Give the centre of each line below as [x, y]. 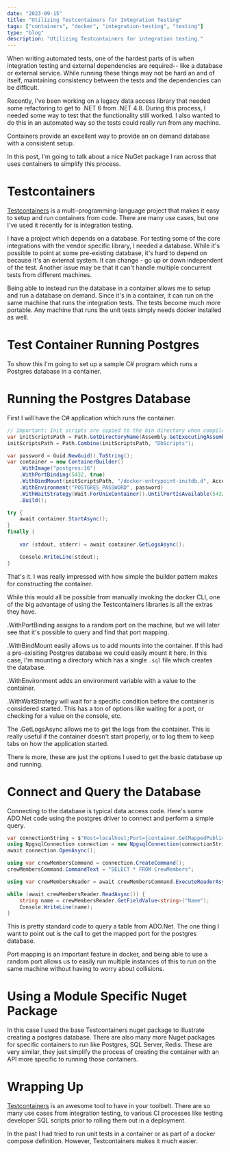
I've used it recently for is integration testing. [70, 225]
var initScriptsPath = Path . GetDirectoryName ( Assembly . [88, 437]
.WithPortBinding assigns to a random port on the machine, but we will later [114, 625]
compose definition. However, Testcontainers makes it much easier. [103, 1141]
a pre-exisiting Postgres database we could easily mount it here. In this [107, 653]
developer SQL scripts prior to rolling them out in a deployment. [97, 1120]
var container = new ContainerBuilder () [66, 462]
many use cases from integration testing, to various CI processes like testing [115, 1113]
